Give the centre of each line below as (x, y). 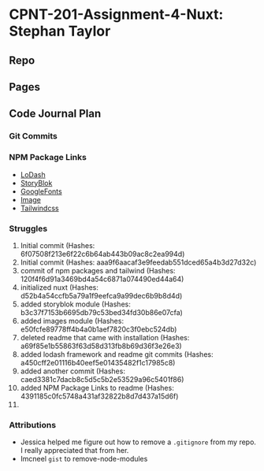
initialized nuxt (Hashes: (59, 287)
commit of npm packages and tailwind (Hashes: (98, 270)
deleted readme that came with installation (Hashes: (105, 337)
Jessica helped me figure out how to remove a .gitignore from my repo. (138, 442)
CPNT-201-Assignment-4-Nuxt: (116, 15)
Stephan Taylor (60, 31)
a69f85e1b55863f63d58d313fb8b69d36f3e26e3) (101, 346)
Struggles (28, 228)
